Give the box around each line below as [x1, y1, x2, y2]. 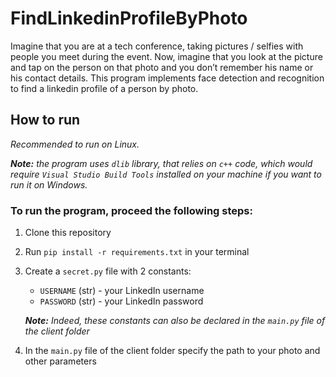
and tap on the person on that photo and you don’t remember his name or [10, 61, 314, 73]
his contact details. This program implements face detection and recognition [10, 72, 325, 84]
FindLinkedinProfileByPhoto [10, 7, 248, 30]
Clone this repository [24, 227, 112, 239]
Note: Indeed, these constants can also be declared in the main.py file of [24, 315, 326, 327]
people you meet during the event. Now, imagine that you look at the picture [10, 50, 323, 62]
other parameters [24, 355, 97, 367]
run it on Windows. [10, 178, 88, 191]
